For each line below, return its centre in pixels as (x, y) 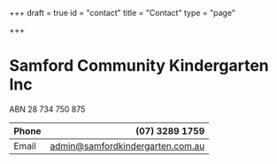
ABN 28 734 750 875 (47, 109)
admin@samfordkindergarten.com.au (127, 145)
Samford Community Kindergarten (139, 66)
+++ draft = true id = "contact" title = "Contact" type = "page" (123, 13)
